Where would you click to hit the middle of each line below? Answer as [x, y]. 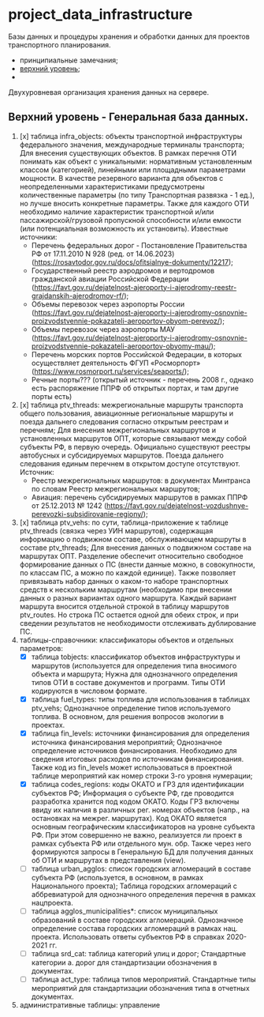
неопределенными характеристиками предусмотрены [112, 186]
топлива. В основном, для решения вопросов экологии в [128, 716]
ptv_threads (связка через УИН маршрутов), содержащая [116, 530]
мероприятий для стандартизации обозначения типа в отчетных [140, 989]
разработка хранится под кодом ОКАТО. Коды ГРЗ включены [135, 801]
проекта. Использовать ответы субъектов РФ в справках [128, 937]
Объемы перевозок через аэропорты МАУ [103, 329]
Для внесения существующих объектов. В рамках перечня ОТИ [128, 153]
